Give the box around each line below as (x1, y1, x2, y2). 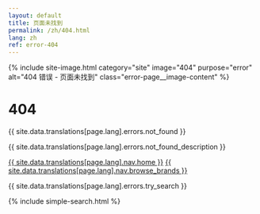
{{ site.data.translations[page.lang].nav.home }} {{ (8, 158, 172, 167)
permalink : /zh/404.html (8, 26, 90, 34)
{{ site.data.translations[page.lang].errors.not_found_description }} (8, 142, 226, 151)
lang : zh (8, 33, 37, 42)
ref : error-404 (8, 41, 59, 49)
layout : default (8, 11, 62, 20)
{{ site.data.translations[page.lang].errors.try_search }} (8, 182, 188, 191)
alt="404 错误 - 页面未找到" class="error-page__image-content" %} (8, 72, 230, 82)
